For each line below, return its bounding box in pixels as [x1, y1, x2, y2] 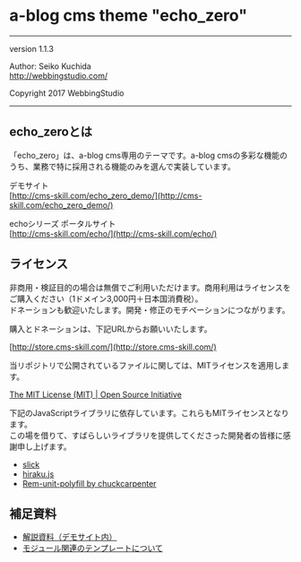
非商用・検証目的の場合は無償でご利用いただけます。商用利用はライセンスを [9, 281, 291, 292]
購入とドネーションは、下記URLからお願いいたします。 [9, 324, 212, 334]
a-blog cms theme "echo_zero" [9, 5, 248, 26]
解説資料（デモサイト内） [21, 532, 117, 542]
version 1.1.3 [9, 43, 54, 54]
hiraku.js [21, 468, 55, 480]
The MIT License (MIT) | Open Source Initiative [9, 389, 182, 400]
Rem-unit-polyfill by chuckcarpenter [21, 478, 157, 489]
